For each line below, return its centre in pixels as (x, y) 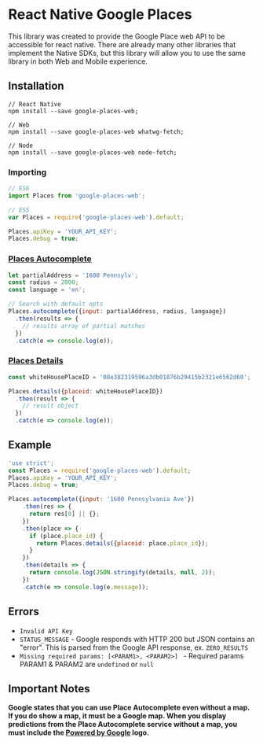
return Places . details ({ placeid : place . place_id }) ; (123, 543)
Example (30, 445)
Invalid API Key (46, 631)
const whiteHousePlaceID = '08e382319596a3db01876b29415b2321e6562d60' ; (130, 377)
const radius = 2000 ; (44, 282)
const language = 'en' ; (47, 290)
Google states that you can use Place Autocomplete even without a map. (129, 708)
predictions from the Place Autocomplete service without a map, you (123, 725)
